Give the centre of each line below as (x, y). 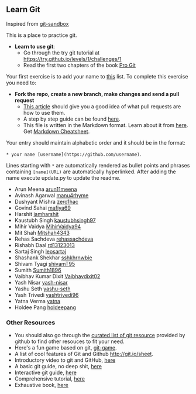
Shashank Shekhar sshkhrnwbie (53, 258)
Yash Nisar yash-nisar (41, 282)
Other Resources (31, 323)
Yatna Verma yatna (37, 301)
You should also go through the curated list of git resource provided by (100, 335)
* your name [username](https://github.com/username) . (74, 154)
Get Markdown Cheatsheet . (56, 131)
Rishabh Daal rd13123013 (44, 245)
